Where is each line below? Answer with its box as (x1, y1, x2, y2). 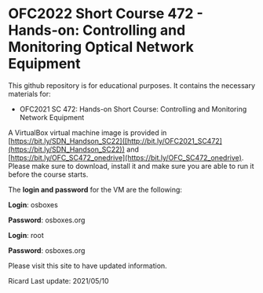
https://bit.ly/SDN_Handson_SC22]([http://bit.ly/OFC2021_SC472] (10, 136, 222, 145)
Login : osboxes (8, 200, 59, 209)
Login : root (8, 230, 45, 240)
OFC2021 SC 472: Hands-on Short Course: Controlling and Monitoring (19, 104, 247, 114)
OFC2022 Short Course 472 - (8, 5, 204, 23)
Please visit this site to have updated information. (8, 261, 167, 270)
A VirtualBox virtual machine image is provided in (8, 127, 167, 137)
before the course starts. (8, 170, 89, 179)
